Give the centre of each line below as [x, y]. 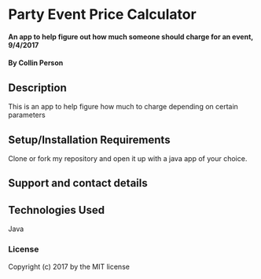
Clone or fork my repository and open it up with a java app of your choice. [128, 158]
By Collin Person [36, 63]
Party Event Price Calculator [102, 15]
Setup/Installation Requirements [89, 139]
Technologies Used [56, 210]
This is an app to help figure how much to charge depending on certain [123, 107]
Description [37, 88]
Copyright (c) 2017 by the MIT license [69, 266]
